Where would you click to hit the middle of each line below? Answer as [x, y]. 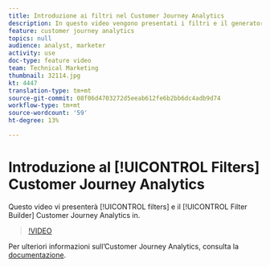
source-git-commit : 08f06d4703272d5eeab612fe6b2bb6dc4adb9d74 [115, 98]
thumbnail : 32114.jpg [45, 76]
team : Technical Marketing [53, 68]
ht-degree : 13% [34, 121]
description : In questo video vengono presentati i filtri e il [118, 23]
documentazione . [37, 255]
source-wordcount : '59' [48, 113]
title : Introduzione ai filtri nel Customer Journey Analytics [117, 16]
